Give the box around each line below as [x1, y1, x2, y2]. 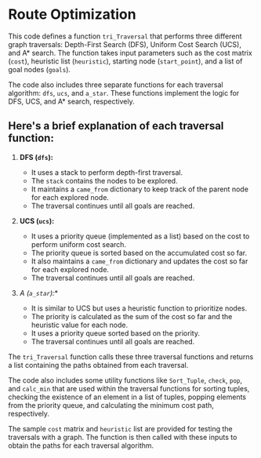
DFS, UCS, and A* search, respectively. [8, 96, 135, 106]
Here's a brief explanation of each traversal [8, 119, 224, 133]
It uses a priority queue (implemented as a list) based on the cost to [31, 231, 250, 241]
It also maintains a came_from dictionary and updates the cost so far [31, 256, 248, 266]
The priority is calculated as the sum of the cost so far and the [31, 311, 233, 321]
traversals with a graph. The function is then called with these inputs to [8, 432, 237, 442]
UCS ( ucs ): [19, 216, 55, 225]
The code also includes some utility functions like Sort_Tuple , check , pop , [8, 375, 243, 385]
